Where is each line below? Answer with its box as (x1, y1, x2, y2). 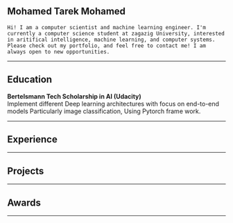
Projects (7, 165, 44, 176)
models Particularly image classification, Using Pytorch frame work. (7, 107, 201, 115)
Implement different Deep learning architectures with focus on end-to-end (7, 99, 220, 108)
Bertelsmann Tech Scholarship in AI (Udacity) (7, 92, 142, 100)
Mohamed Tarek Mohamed (7, 6, 126, 17)
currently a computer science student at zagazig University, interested (7, 30, 225, 37)
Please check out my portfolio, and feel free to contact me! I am (7, 42, 207, 49)
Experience (7, 133, 58, 145)
